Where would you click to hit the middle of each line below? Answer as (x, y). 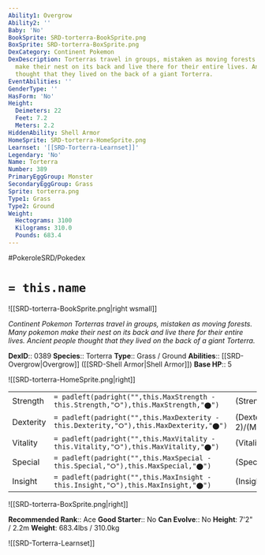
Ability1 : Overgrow (40, 15)
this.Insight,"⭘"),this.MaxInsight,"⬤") (132, 485)
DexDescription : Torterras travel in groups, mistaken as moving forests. (134, 60)
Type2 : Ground (32, 206)
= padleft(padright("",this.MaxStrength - (134, 397)
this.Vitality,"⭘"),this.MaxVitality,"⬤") (137, 447)
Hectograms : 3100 (44, 221)
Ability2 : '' (30, 23)
